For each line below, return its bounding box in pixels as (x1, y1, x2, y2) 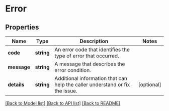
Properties (5, 23, 39, 31)
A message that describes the (54, 60, 125, 67)
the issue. (54, 87, 77, 94)
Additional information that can (54, 75, 127, 81)
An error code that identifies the (54, 46, 130, 53)
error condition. (54, 67, 92, 73)
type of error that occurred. (54, 52, 119, 59)
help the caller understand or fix (54, 81, 130, 88)
